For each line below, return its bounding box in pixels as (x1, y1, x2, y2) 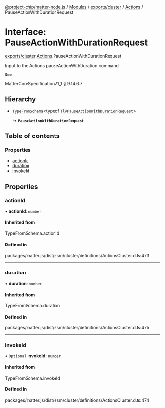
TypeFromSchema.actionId (5, 230, 60, 236)
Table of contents (5, 132, 60, 140)
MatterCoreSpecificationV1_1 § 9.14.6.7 (5, 81, 82, 86)
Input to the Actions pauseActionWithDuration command (5, 62, 119, 68)
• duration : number (5, 280, 43, 286)
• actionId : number (5, 208, 42, 214)
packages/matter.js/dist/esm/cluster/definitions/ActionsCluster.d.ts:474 (5, 397, 150, 403)
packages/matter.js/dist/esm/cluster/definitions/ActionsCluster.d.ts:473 (5, 252, 150, 258)
